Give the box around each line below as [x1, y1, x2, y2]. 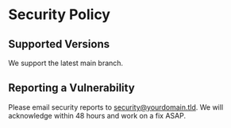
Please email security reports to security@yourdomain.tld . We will [8, 102, 224, 112]
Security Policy [8, 6, 111, 24]
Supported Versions [8, 37, 110, 51]
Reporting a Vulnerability [8, 81, 135, 95]
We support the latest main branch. [8, 58, 124, 68]
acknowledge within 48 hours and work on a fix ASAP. [8, 111, 187, 120]
